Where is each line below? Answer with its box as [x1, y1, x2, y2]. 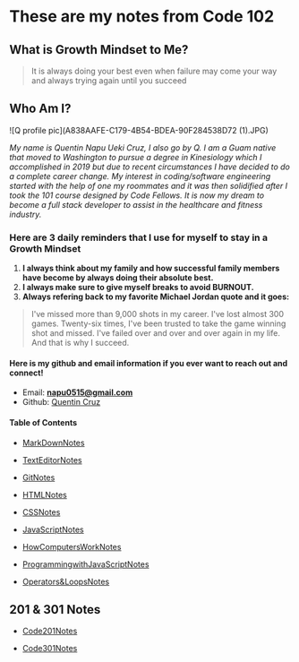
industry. [9, 209, 42, 219]
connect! [9, 367, 44, 378]
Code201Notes [21, 625, 78, 637]
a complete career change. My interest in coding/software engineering [9, 170, 271, 181]
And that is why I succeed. [30, 338, 130, 348]
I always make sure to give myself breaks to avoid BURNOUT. [21, 282, 254, 293]
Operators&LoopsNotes [21, 576, 110, 587]
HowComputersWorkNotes [21, 541, 122, 552]
